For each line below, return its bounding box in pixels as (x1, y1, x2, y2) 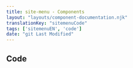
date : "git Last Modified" (6, 31, 74, 37)
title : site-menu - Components (6, 8, 85, 15)
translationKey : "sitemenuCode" (6, 20, 87, 26)
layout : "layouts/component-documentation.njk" (6, 14, 128, 20)
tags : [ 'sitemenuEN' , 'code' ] (6, 25, 82, 32)
